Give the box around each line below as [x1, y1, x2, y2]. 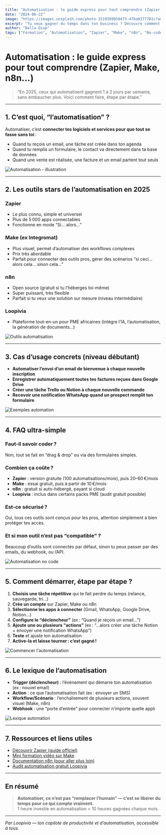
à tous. [5, 825, 20, 831]
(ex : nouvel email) [12, 685, 49, 691]
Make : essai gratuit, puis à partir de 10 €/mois [12, 481, 107, 487]
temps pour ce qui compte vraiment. [17, 800, 94, 806]
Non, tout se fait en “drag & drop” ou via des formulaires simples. [5, 452, 137, 458]
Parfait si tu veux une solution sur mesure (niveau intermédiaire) [12, 295, 143, 302]
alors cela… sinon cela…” [12, 261, 64, 267]
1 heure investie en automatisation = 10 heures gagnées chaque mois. [17, 805, 159, 811]
